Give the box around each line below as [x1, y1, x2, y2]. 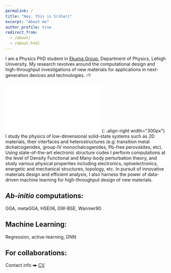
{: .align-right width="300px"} [102, 127, 165, 133]
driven [5, 177, 19, 183]
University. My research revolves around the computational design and [5, 61, 156, 67]
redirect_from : [5, 30, 38, 35]
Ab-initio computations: [5, 191, 84, 200]
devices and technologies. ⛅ [29, 72, 91, 78]
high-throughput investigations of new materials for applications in [5, 66, 146, 72]
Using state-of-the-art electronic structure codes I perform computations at [5, 149, 166, 155]
